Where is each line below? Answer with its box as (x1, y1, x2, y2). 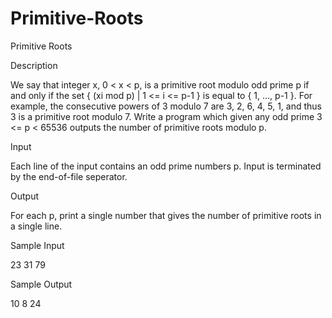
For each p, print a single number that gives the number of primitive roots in (10, 209, 322, 221)
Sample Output (10, 278, 73, 290)
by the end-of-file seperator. (10, 170, 128, 182)
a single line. (10, 220, 63, 232)
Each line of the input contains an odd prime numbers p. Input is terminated (10, 160, 322, 172)
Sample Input (10, 239, 65, 251)
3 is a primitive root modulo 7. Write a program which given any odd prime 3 (10, 110, 323, 122)
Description (10, 59, 58, 71)
